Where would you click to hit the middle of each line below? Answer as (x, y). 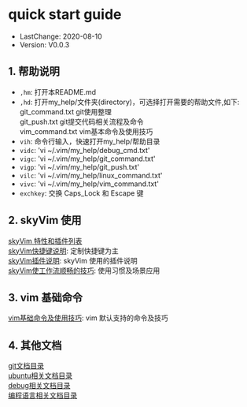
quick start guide (65, 15)
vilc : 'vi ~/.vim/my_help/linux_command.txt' (91, 175)
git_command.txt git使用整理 (65, 111)
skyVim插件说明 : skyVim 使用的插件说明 (73, 260)
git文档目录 (26, 366)
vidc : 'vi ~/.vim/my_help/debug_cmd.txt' (85, 150)
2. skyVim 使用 (45, 220)
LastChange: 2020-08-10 (61, 36)
